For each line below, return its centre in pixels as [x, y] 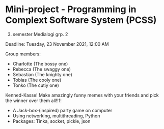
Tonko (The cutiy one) [36, 85]
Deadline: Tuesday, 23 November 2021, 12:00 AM [57, 44]
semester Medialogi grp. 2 [40, 34]
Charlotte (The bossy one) [40, 63]
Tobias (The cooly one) [37, 80]
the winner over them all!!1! [34, 101]
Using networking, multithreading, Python [56, 116]
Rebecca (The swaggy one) [42, 69]
